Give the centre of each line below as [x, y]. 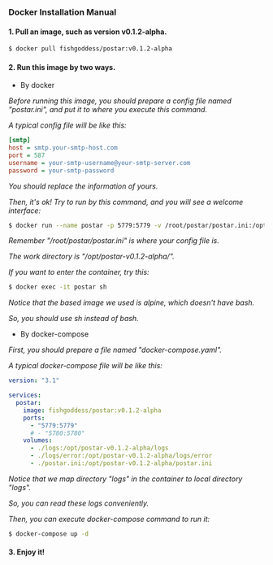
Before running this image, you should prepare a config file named [120, 101]
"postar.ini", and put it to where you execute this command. [108, 110]
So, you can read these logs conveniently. [79, 503]
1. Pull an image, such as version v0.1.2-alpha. [88, 32]
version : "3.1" [34, 380]
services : [25, 395]
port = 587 [27, 155]
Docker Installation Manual [63, 12]
